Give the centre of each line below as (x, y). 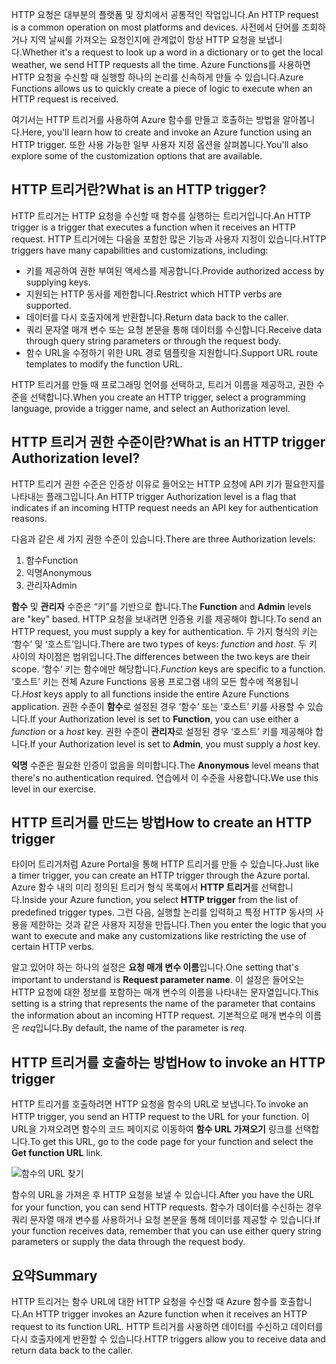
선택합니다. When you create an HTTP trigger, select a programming (167, 397)
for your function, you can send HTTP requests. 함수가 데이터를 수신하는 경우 (167, 1207)
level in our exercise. (54, 789)
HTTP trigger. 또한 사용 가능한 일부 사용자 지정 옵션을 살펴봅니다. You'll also (160, 144)
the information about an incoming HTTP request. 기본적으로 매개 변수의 (157, 1015)
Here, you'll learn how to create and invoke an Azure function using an (167, 132)
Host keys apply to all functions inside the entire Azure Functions (155, 694)
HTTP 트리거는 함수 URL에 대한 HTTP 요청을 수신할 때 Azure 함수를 (144, 1302)
